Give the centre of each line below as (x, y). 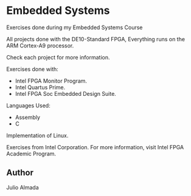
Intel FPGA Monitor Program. (51, 81)
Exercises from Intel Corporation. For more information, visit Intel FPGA (95, 147)
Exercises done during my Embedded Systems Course (75, 27)
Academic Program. (31, 154)
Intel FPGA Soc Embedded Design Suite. (66, 93)
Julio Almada (23, 187)
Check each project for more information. (58, 57)
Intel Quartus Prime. (40, 87)
